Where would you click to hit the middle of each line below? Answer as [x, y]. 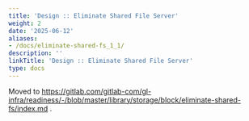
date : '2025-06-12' [41, 31]
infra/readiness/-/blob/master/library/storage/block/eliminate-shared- [124, 100]
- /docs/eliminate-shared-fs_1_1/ [67, 46]
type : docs [27, 69]
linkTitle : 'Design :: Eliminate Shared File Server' [101, 61]
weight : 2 [25, 23]
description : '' [36, 53]
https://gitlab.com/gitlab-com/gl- [97, 91]
